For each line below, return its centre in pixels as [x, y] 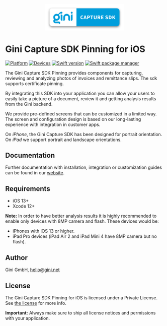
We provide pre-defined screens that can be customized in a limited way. [81, 114]
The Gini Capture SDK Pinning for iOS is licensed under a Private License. [81, 298]
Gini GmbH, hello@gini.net [32, 270]
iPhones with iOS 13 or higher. [44, 231]
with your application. [28, 318]
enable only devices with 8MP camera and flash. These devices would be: [82, 221]
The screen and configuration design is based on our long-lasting [73, 119]
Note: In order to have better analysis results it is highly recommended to [81, 216]
